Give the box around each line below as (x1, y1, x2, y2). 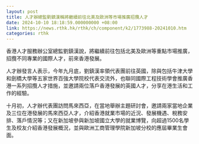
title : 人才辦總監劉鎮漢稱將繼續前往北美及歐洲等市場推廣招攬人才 (6, 14, 149, 20)
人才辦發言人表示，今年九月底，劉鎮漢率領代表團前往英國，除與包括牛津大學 (6, 67, 193, 74)
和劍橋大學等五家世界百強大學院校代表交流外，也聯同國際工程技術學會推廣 (6, 75, 188, 82)
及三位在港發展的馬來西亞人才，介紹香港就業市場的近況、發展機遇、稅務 (6, 110, 182, 117)
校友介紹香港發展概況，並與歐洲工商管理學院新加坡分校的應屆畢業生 (16, 125, 182, 132)
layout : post (6, 8, 38, 15)
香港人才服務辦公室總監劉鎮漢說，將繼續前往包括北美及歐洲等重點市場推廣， (6, 48, 193, 55)
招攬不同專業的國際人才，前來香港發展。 (6, 55, 105, 62)
